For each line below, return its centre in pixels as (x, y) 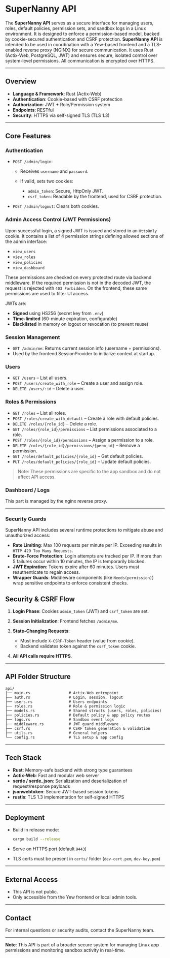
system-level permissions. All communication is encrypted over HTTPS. (80, 60)
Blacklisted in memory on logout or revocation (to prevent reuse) (80, 324)
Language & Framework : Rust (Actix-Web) (57, 94)
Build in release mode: (36, 830)
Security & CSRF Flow (40, 599)
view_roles (24, 257)
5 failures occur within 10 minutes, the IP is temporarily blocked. (79, 562)
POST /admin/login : (33, 162)
